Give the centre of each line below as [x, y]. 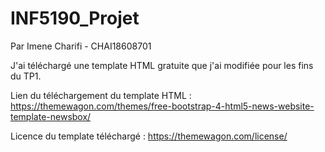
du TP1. [26, 76]
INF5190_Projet [75, 18]
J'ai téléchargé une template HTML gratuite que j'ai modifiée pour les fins [162, 65]
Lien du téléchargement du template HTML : [101, 95]
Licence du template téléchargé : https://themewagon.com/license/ [149, 136]
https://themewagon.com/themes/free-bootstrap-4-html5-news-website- [162, 106]
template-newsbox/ [51, 116]
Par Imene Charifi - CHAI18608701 [81, 46]
